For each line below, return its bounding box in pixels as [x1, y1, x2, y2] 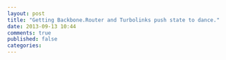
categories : [7, 42, 42, 49]
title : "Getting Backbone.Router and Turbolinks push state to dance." [7, 17, 220, 23]
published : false [7, 36, 58, 43]
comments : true [7, 29, 52, 37]
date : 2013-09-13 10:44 [7, 23, 77, 30]
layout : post [7, 10, 45, 17]
